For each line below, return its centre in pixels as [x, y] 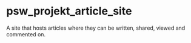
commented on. [26, 34]
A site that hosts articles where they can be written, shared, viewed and [96, 28]
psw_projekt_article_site [69, 11]
